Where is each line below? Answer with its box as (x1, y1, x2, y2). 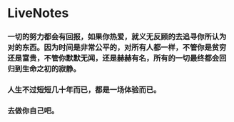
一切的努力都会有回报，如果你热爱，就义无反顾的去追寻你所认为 (7, 32, 227, 42)
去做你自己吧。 (7, 106, 59, 116)
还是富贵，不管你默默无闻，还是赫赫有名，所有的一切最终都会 (7, 54, 220, 63)
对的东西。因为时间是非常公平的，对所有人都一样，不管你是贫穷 (7, 43, 227, 53)
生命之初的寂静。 (21, 64, 81, 74)
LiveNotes (7, 5, 69, 21)
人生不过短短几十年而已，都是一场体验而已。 (7, 85, 161, 95)
